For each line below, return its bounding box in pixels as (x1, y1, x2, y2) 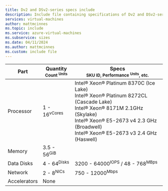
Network (7, 169, 28, 176)
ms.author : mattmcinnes (5, 44, 55, 49)
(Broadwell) (74, 123, 102, 130)
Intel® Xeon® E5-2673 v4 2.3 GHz (74, 117, 157, 124)
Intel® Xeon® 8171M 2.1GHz (74, 104, 143, 111)
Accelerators (7, 177, 38, 184)
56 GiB (42, 150, 56, 158)
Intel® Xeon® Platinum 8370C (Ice (74, 79, 155, 86)
